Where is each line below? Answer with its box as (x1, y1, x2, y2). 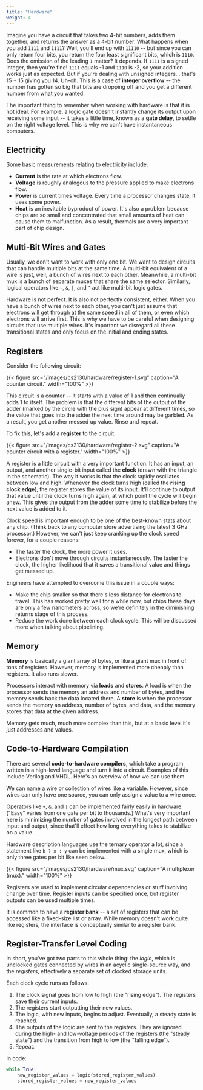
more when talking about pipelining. (15, 623, 105, 631)
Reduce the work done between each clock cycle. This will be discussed (15, 617, 197, 624)
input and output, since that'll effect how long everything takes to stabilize (6, 822, 191, 830)
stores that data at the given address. (6, 707, 100, 715)
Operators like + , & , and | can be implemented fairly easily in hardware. (6, 803, 183, 810)
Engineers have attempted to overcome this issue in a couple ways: (6, 579, 175, 586)
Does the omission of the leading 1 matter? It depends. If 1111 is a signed (6, 57, 188, 65)
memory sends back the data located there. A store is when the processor (6, 694, 193, 702)
